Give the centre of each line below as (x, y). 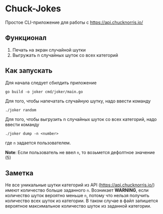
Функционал (26, 38)
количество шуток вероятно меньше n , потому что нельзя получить (77, 196)
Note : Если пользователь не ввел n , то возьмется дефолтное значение (80, 152)
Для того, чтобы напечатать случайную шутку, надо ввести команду (78, 101)
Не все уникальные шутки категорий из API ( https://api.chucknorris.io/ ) (80, 185)
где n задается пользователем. (38, 143)
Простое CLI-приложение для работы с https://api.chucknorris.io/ (74, 22)
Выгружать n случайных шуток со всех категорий (65, 55)
